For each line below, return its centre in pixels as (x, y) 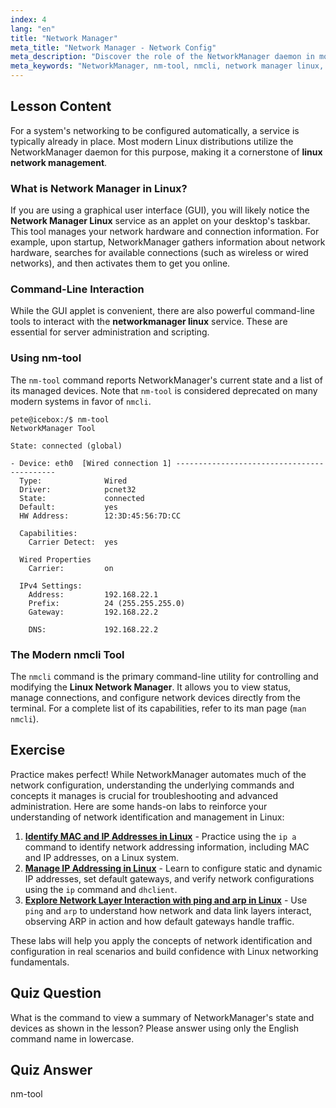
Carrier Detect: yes (73, 542)
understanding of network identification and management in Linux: (147, 817)
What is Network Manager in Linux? (99, 188)
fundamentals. (40, 962)
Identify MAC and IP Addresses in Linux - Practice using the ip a (160, 836)
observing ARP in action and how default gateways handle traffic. (159, 921)
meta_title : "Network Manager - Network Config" (113, 47)
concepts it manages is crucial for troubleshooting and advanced (144, 795)
